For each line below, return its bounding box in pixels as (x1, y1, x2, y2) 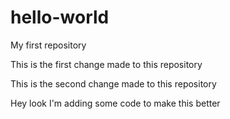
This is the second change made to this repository (10, 77, 217, 90)
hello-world (10, 6, 110, 29)
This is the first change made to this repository (10, 58, 203, 70)
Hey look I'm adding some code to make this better (10, 97, 221, 109)
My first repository (10, 39, 87, 51)
